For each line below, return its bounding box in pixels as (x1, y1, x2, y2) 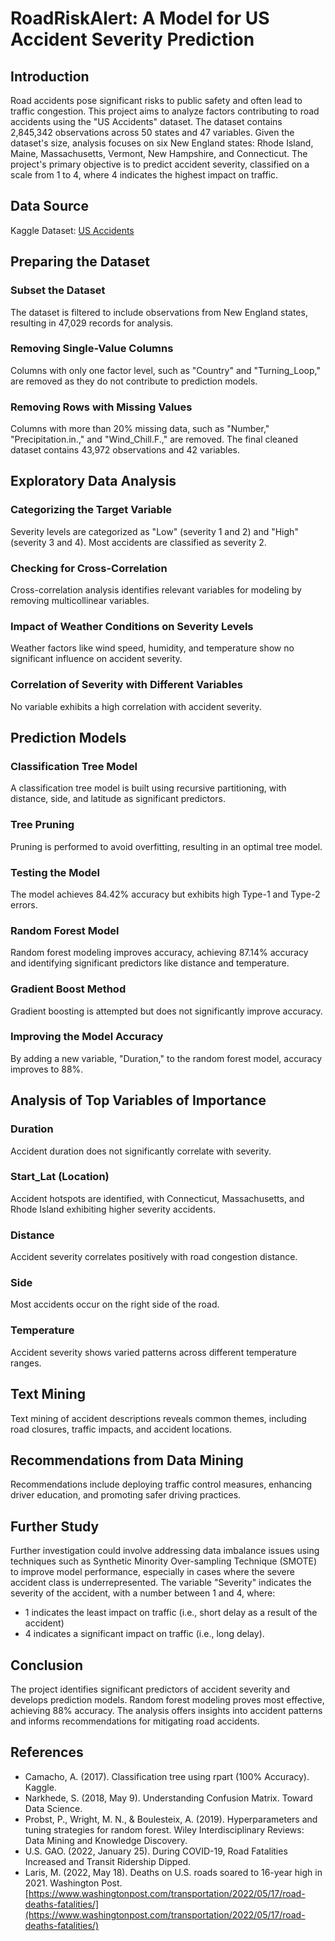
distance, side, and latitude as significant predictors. (10, 793, 226, 805)
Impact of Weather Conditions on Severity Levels (10, 620, 254, 633)
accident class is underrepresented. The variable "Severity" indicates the (10, 1577, 312, 1589)
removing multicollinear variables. (10, 595, 150, 607)
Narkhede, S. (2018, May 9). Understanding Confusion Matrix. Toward (24, 1792, 313, 1804)
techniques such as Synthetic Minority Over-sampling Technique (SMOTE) (10, 1555, 318, 1567)
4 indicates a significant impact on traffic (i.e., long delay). (24, 1628, 265, 1640)
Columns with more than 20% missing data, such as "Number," (10, 423, 270, 435)
